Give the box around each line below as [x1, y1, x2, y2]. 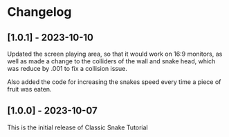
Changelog [7, 4, 72, 20]
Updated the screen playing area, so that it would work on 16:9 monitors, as [7, 50, 223, 58]
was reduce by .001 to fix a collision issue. [7, 65, 128, 72]
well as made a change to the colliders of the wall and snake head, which [7, 57, 216, 65]
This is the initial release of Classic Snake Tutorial [7, 123, 149, 131]
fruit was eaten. [7, 85, 52, 93]
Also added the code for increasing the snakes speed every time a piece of [7, 78, 221, 86]
